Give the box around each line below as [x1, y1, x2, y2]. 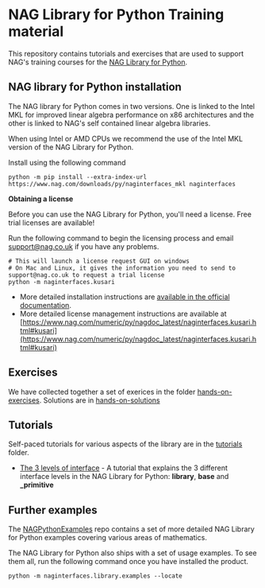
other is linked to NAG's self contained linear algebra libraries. [8, 118, 211, 128]
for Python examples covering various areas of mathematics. [8, 533, 208, 543]
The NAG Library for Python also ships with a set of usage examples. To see [8, 548, 257, 558]
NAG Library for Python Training [8, 6, 225, 24]
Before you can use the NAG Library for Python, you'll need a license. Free [8, 209, 252, 219]
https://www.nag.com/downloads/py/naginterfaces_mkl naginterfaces [8, 180, 236, 188]
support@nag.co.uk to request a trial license [8, 271, 165, 279]
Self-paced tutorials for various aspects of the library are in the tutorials [8, 439, 243, 449]
